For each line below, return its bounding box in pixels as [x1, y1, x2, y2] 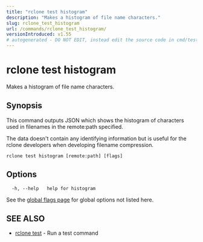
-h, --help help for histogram [11, 185, 96, 191]
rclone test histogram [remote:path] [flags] [6, 152, 123, 159]
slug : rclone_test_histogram [6, 20, 80, 26]
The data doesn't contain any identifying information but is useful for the [6, 134, 187, 142]
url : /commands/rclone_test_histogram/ [6, 25, 107, 32]
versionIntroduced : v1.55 [6, 31, 71, 38]
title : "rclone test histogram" [6, 8, 88, 15]
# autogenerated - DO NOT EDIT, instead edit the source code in [6, 37, 174, 43]
